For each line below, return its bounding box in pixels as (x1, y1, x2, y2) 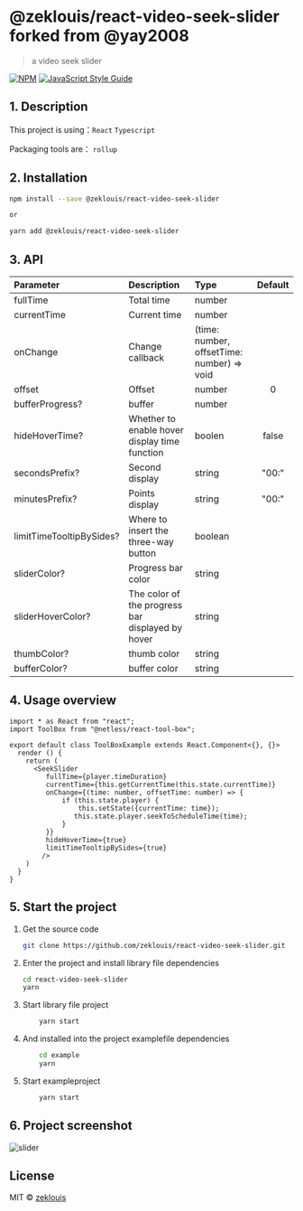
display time (128, 436, 180, 447)
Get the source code (22, 924, 99, 934)
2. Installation (9, 170, 88, 186)
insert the (128, 524, 170, 537)
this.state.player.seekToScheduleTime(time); (73, 812, 248, 821)
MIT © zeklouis (9, 1192, 67, 1203)
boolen (194, 429, 225, 442)
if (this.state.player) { (61, 795, 160, 805)
